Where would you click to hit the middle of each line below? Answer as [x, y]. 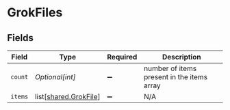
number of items [170, 68]
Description [181, 57]
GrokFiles [35, 13]
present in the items [175, 77]
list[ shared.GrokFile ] [67, 97]
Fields [21, 38]
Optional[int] [55, 77]
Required [122, 57]
